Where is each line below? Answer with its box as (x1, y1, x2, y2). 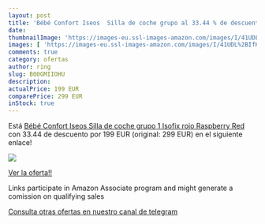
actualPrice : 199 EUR (8, 84, 80, 93)
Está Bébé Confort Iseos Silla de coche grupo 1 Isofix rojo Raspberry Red (8, 121, 245, 131)
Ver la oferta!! (8, 168, 53, 177)
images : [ (8, 41, 41, 49)
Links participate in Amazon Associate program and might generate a (8, 183, 233, 193)
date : (8, 26, 26, 34)
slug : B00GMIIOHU (8, 70, 65, 78)
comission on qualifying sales (8, 192, 105, 201)
